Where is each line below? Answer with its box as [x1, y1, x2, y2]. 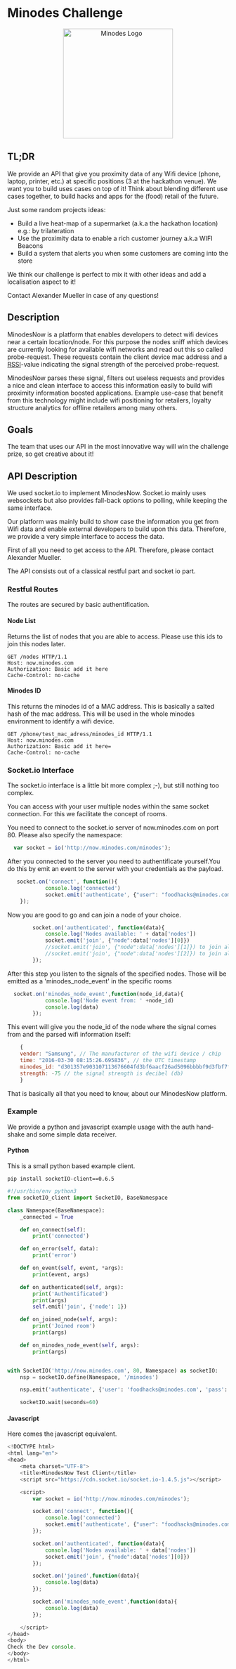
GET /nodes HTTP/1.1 [7, 653, 68, 660]
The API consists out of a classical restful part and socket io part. [7, 567, 196, 575]
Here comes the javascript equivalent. [7, 1429, 117, 1438]
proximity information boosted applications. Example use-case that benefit [7, 388, 223, 397]
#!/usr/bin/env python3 [7, 1188, 77, 1195]
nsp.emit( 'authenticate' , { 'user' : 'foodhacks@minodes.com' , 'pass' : [20, 1386, 228, 1394]
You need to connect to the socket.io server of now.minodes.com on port [7, 823, 219, 832]
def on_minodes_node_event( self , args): [20, 1342, 140, 1349]
